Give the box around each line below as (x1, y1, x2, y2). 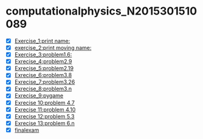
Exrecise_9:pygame (14, 92, 64, 100)
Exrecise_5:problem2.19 (14, 65, 74, 72)
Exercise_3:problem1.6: (14, 51, 72, 58)
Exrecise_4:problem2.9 (14, 58, 72, 65)
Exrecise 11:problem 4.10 (14, 106, 76, 113)
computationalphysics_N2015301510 (5, 4, 198, 18)
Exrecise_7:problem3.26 (14, 78, 75, 86)
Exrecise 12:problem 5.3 (14, 112, 75, 120)
